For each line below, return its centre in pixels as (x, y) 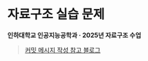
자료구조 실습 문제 (56, 14)
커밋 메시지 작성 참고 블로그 (63, 50)
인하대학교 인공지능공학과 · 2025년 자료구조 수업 (74, 35)
